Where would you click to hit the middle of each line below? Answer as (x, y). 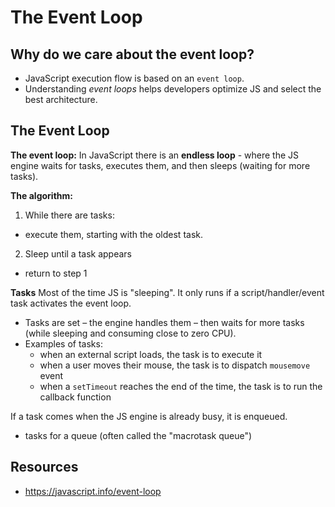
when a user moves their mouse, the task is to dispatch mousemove (175, 365)
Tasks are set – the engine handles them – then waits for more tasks (164, 322)
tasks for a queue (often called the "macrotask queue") (138, 435)
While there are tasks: (69, 215)
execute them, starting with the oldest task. (114, 234)
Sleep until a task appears (78, 253)
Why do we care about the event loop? (132, 54)
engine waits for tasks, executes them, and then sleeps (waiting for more (160, 165)
